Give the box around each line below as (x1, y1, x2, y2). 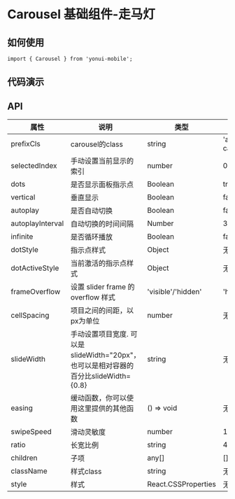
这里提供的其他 (77, 404, 127, 414)
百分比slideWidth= (70, 372, 131, 381)
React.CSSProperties (146, 479, 217, 489)
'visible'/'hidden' (146, 287, 202, 297)
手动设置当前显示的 (70, 156, 134, 166)
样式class (70, 467, 102, 477)
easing (10, 403, 34, 413)
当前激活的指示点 (70, 258, 127, 268)
